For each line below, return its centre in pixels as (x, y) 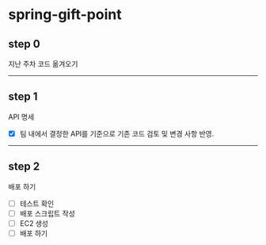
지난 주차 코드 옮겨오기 (43, 64)
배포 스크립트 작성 (47, 213)
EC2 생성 (34, 223)
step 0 (25, 44)
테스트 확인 (37, 203)
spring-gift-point (65, 15)
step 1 (23, 97)
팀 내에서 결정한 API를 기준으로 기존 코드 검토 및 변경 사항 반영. (117, 133)
